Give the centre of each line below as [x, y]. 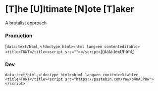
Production [19, 36]
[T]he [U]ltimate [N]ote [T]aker [70, 9]
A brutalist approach [26, 23]
